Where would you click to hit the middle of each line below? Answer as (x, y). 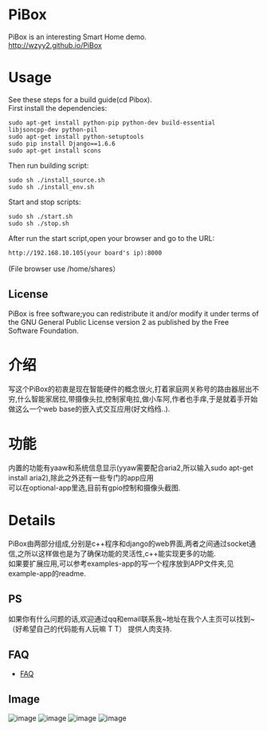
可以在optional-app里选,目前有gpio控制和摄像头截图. (94, 488)
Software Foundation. (44, 330)
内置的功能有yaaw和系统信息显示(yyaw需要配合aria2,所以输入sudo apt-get (131, 468)
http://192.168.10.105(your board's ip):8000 (85, 253)
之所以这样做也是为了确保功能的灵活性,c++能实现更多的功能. (117, 553)
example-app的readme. (47, 573)
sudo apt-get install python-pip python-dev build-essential (112, 122)
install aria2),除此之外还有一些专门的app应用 (81, 477)
